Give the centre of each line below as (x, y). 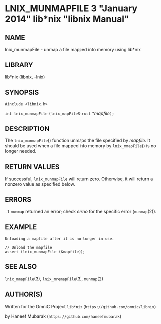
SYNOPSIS (22, 93)
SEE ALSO (21, 267)
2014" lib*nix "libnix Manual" (67, 19)
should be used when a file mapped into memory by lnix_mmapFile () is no (80, 146)
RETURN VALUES (32, 167)
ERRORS (18, 200)
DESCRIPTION (27, 129)
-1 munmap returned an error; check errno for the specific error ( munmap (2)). (81, 212)
